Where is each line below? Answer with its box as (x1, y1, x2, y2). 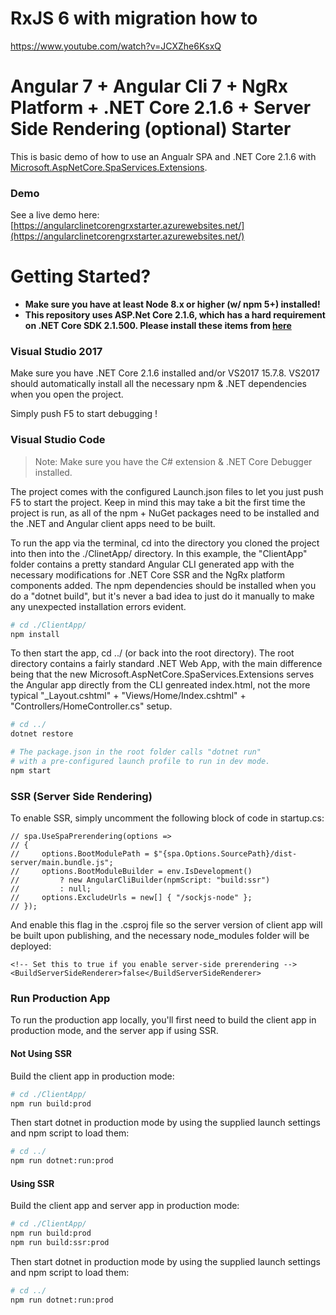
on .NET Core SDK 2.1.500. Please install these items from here (24, 320, 292, 332)
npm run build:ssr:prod (10, 1238, 110, 1248)
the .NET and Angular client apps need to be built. (10, 517, 216, 529)
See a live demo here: (10, 209, 100, 221)
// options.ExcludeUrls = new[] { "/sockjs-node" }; (10, 893, 253, 903)
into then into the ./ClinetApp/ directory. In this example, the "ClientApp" (10, 547, 308, 559)
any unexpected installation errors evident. (10, 600, 187, 612)
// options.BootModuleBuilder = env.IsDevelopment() (10, 867, 253, 877)
